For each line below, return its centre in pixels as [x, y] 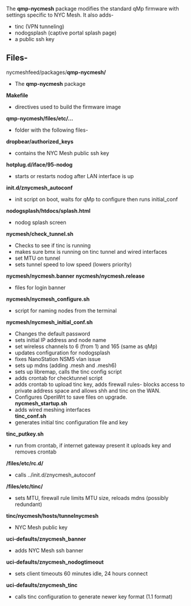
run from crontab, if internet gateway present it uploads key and [93, 445]
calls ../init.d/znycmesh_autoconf [55, 475]
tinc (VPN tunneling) [39, 27]
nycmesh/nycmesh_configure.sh [48, 299]
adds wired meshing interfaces [52, 409]
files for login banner [40, 287]
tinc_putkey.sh [25, 434]
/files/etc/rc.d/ [25, 463]
